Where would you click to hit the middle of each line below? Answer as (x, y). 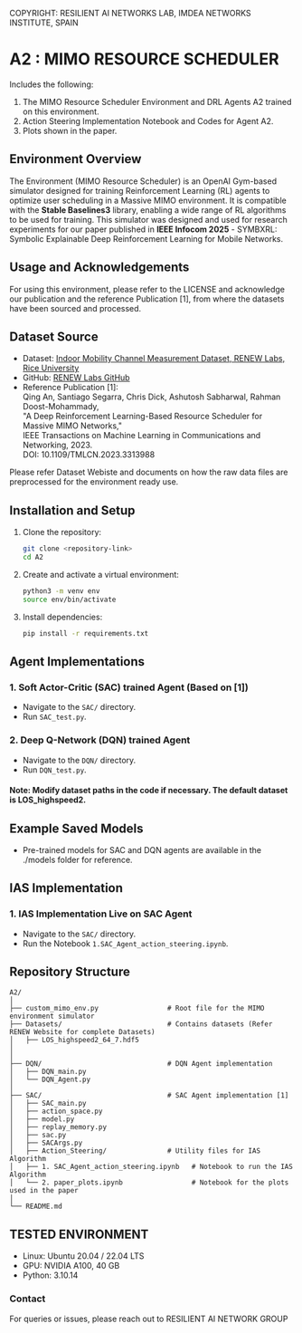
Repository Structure (70, 972)
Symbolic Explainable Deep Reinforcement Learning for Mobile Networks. (146, 238)
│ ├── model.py (42, 1119)
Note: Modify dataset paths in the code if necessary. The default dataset (149, 791)
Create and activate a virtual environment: (100, 574)
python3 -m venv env (61, 591)
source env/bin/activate (69, 599)
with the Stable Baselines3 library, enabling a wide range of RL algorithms (148, 210)
